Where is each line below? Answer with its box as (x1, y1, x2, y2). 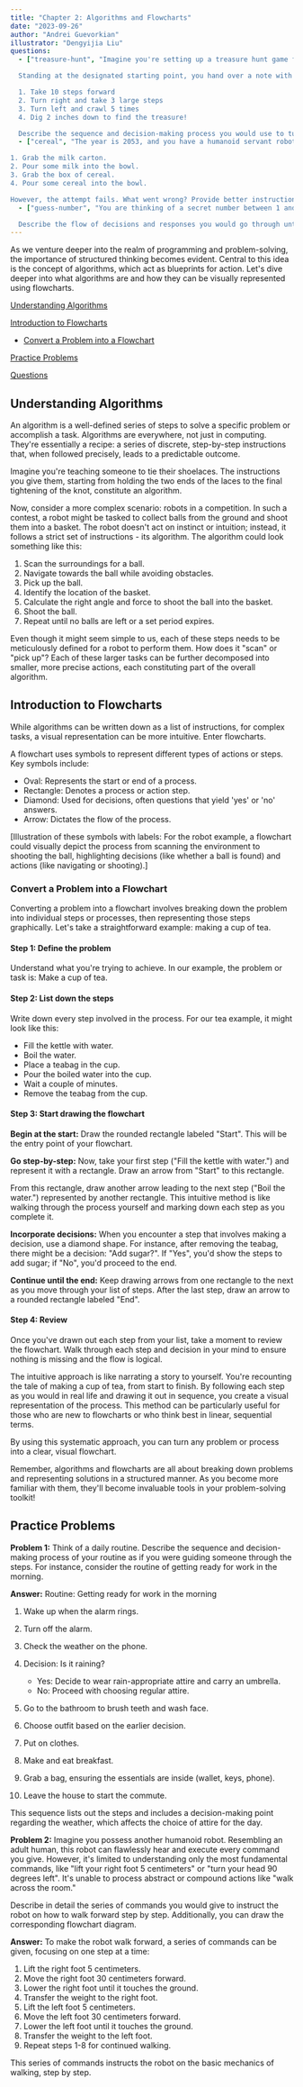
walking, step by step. (10, 2066, 92, 2077)
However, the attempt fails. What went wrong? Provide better (10, 195, 248, 204)
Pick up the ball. (22, 577, 84, 588)
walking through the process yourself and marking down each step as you (10, 1202, 286, 1212)
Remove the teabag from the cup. (22, 1087, 148, 1099)
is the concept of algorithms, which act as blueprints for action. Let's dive (10, 263, 283, 275)
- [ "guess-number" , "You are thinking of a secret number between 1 (18, 204, 281, 213)
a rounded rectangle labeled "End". (10, 1293, 140, 1304)
